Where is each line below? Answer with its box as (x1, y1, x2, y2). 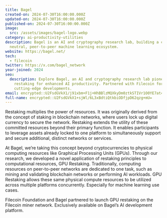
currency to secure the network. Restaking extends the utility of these (5, 119, 148, 125)
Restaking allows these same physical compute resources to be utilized (5, 177, 152, 183)
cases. (5, 187, 19, 193)
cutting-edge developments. (14, 86, 72, 91)
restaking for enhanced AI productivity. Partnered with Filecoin (14, 81, 155, 86)
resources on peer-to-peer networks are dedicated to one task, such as (5, 166, 153, 172)
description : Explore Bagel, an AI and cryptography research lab (9, 77, 150, 82)
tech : (5, 53, 16, 59)
